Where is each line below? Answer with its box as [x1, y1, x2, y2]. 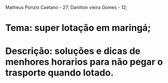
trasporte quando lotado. [5, 67, 114, 78]
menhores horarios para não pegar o [5, 56, 163, 68]
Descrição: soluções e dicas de [5, 45, 141, 57]
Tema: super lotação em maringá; [5, 22, 151, 34]
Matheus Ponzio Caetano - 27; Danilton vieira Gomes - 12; [5, 5, 128, 10]
